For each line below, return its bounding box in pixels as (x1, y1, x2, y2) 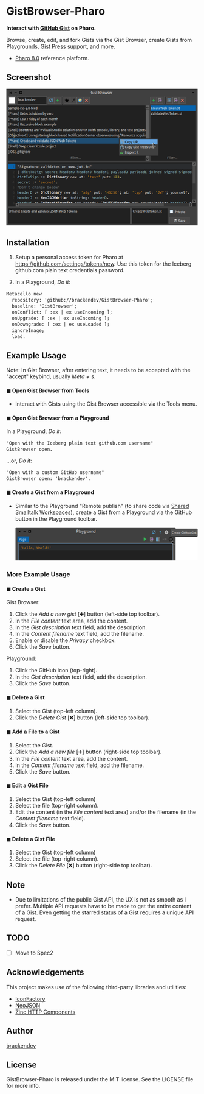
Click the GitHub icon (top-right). (15, 667, 98, 674)
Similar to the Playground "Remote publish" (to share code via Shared (15, 502, 189, 509)
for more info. (6, 1082, 41, 1090)
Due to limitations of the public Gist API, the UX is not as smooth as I (15, 896, 186, 903)
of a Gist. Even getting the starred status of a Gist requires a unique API (15, 909, 194, 916)
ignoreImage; (12, 328, 45, 334)
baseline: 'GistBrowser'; (12, 303, 78, 309)
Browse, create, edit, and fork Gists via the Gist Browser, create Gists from (6, 36, 192, 43)
